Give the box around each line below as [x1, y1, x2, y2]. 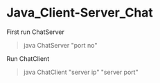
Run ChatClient [6, 54, 50, 63]
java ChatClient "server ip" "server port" [23, 68, 139, 76]
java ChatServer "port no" [23, 41, 98, 49]
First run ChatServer [6, 28, 65, 36]
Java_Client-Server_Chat [6, 5, 154, 21]
